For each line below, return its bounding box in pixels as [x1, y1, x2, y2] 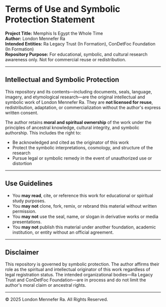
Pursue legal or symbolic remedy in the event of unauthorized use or [12, 155, 152, 161]
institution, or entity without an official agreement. [12, 229, 114, 235]
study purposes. [12, 198, 46, 204]
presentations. [12, 219, 42, 224]
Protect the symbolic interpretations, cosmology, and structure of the [12, 144, 153, 150]
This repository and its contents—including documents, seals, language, [5, 88, 152, 94]
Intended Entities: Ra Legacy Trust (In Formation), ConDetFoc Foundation [5, 41, 156, 46]
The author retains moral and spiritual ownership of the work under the [5, 119, 152, 125]
